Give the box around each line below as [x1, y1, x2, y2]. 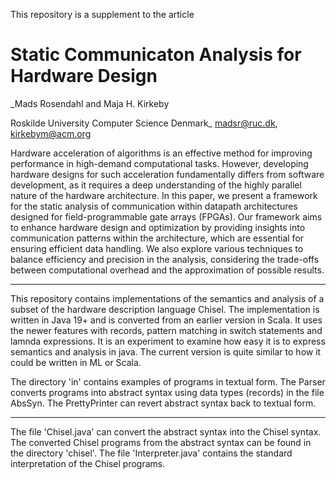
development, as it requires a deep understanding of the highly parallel [10, 179, 302, 191]
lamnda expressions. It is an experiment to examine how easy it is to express [10, 335, 326, 347]
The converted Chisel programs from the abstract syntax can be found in [10, 436, 312, 448]
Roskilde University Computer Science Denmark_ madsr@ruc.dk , [10, 117, 278, 129]
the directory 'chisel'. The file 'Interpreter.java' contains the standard [10, 447, 293, 459]
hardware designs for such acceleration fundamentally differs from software [10, 168, 325, 180]
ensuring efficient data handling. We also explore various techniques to [10, 242, 304, 254]
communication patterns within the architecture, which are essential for [10, 232, 305, 244]
